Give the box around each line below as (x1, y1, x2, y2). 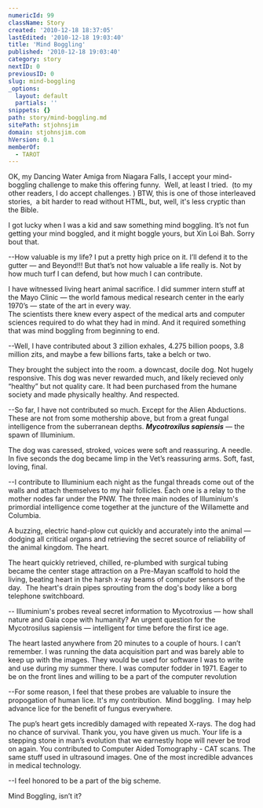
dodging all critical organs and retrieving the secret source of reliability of (8, 534, 246, 544)
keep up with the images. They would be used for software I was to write (8, 656, 244, 665)
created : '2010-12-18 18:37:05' (8, 26, 114, 34)
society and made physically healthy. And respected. (8, 390, 180, 399)
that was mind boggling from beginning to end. (8, 326, 160, 336)
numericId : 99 (8, 11, 55, 20)
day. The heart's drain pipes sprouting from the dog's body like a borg (8, 583, 237, 593)
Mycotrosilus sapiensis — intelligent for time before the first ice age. (8, 623, 229, 633)
